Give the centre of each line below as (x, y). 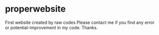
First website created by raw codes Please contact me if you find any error (80, 22)
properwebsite (35, 9)
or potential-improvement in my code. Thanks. (52, 27)
